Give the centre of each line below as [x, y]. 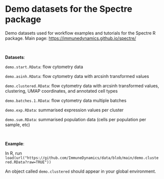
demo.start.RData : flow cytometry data [44, 67]
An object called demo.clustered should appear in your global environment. [81, 171]
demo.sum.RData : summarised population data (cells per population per [76, 119]
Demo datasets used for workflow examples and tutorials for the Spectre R [80, 33]
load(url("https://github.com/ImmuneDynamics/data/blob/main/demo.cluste [82, 158]
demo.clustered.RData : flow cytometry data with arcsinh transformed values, [82, 86]
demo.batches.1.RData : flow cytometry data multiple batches [66, 100]
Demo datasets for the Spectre [69, 9]
